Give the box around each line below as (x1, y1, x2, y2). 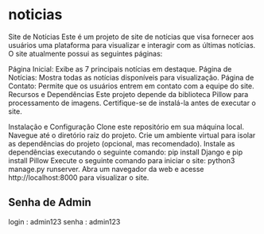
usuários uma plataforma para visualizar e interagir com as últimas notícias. (8, 40, 256, 49)
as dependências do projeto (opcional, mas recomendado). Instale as (8, 138, 235, 148)
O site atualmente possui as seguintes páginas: (8, 49, 163, 58)
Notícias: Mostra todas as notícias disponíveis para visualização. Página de (8, 72, 254, 82)
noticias (8, 6, 63, 24)
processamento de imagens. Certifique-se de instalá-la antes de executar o (8, 98, 256, 107)
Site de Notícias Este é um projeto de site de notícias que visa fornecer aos (8, 32, 254, 41)
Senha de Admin (8, 196, 91, 209)
